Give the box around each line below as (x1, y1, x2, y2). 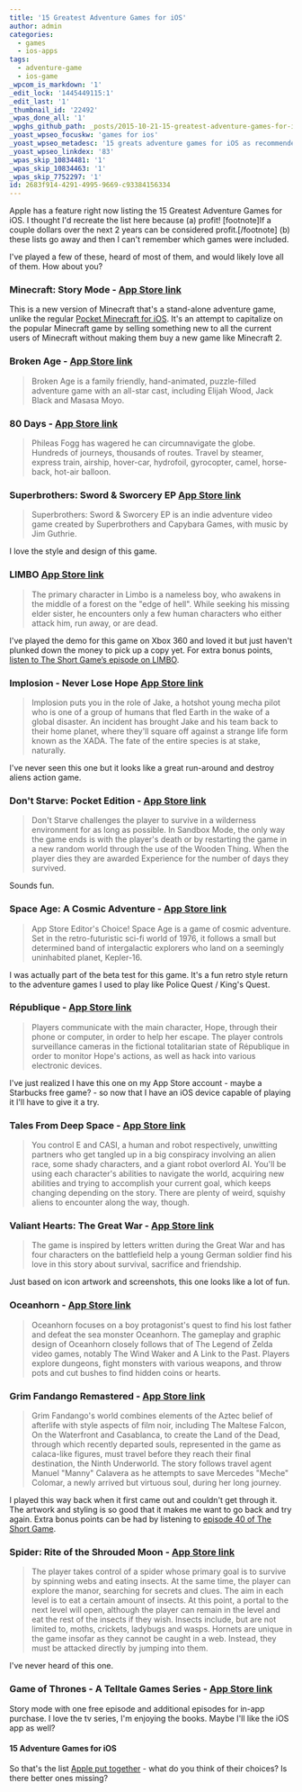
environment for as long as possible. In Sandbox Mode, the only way (31, 825, 286, 836)
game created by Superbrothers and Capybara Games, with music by (31, 519, 289, 529)
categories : (9, 30, 54, 39)
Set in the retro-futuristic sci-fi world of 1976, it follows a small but (31, 933, 277, 944)
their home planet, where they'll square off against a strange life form (31, 726, 289, 737)
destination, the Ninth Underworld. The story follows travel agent (31, 1458, 272, 1469)
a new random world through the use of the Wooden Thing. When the (31, 844, 289, 855)
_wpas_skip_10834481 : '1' (9, 155, 106, 165)
